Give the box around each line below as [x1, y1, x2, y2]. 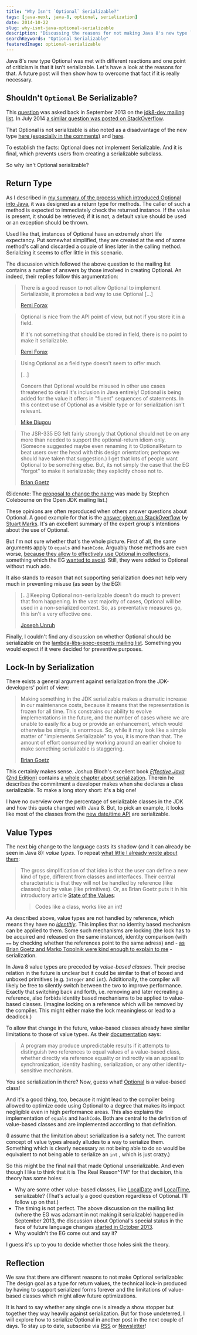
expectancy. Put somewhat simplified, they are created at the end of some [6, 236, 186, 243]
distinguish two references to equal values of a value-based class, [20, 1048, 181, 1055]
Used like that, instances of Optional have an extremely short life [6, 230, 162, 237]
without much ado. [6, 562, 52, 569]
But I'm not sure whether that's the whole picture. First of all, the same [6, 538, 176, 545]
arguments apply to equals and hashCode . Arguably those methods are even [6, 543, 188, 551]
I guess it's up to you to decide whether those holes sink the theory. [6, 1241, 170, 1248]
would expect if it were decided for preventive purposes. [6, 646, 143, 653]
